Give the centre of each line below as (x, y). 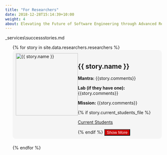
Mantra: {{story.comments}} (107, 78)
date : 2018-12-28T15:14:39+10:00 (40, 14)
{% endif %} (90, 132)
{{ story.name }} (104, 66)
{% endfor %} (27, 148)
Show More (117, 133)
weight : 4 (15, 19)
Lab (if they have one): (101, 88)
